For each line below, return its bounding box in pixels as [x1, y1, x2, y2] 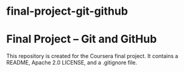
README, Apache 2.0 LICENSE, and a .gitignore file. [6, 59, 138, 67]
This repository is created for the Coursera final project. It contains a [6, 52, 179, 60]
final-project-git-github [6, 4, 128, 18]
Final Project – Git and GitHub [6, 32, 157, 46]
